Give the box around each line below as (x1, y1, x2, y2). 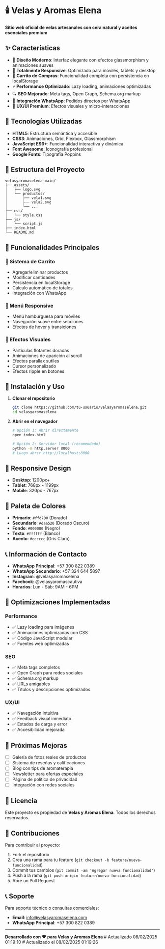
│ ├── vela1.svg (5, 195, 52, 200)
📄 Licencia (5, 796, 38, 805)
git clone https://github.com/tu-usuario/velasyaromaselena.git (12, 405, 147, 410)
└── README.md (5, 230, 34, 235)
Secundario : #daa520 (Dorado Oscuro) (12, 520, 90, 526)
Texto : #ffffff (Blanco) (12, 530, 60, 536)
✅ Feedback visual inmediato (12, 716, 72, 722)
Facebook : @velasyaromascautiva (12, 579, 82, 585)
